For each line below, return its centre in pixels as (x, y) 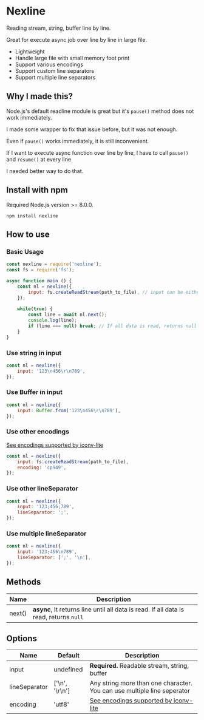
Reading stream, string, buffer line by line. (59, 28)
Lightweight (30, 51)
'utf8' (61, 704)
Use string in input (34, 353)
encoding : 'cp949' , (42, 467)
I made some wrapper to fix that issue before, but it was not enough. (92, 129)
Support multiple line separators (55, 77)
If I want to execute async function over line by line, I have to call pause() (97, 152)
